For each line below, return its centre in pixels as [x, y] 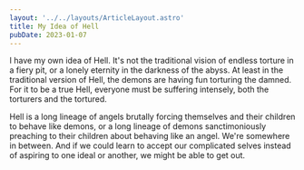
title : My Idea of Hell [54, 26]
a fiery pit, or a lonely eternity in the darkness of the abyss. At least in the [147, 70]
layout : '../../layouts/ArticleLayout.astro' [97, 18]
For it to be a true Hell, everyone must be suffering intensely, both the [139, 90]
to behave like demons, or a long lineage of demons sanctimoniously [137, 126]
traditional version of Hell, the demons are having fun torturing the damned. [151, 80]
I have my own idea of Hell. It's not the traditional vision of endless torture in [152, 61]
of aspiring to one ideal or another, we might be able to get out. [127, 155]
